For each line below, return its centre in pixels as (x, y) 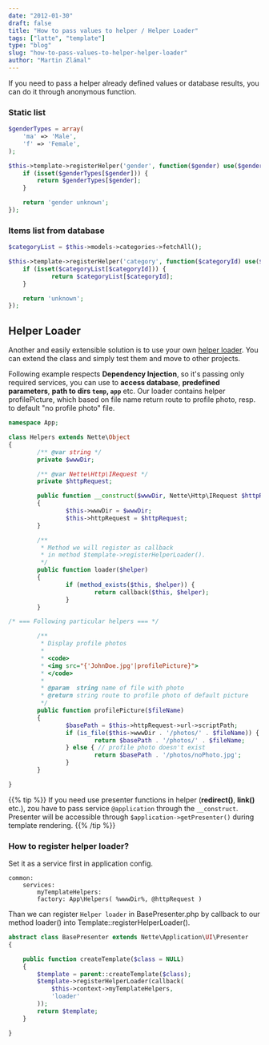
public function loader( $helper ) (93, 570)
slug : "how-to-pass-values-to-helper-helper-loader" (98, 53)
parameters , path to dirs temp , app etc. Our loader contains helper (117, 391)
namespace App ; (34, 423)
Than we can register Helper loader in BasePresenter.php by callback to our (134, 914)
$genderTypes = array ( (46, 129)
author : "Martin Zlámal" (50, 61)
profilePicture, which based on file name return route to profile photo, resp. (132, 400)
